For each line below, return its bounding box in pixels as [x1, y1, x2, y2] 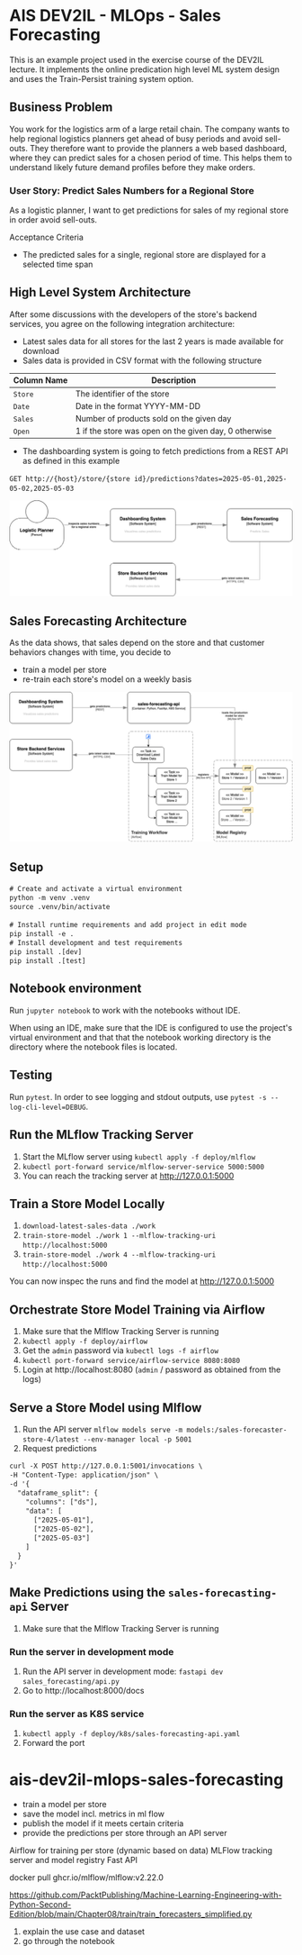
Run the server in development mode [9, 1645, 174, 1658]
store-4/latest [22, 1434, 80, 1444]
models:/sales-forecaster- [186, 1425, 288, 1434]
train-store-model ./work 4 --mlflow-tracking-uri [22, 1250, 217, 1259]
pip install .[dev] [9, 948, 83, 957]
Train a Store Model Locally [9, 1196, 165, 1212]
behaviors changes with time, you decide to [9, 647, 172, 658]
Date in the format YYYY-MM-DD [75, 400, 200, 411]
